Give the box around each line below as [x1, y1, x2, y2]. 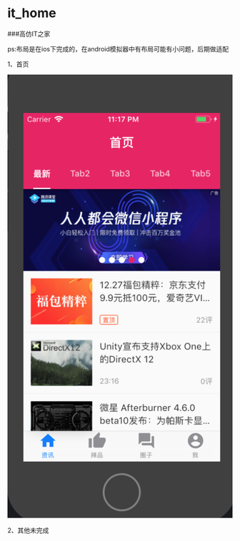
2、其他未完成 [7, 526, 49, 535]
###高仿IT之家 [7, 29, 51, 38]
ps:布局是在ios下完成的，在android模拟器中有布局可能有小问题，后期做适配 [7, 44, 229, 53]
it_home [7, 5, 56, 21]
